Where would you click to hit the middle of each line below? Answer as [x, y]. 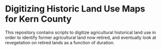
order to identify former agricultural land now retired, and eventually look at [81, 37]
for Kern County [38, 19]
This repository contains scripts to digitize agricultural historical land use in [80, 32]
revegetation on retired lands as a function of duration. [60, 42]
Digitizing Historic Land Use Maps [75, 9]
